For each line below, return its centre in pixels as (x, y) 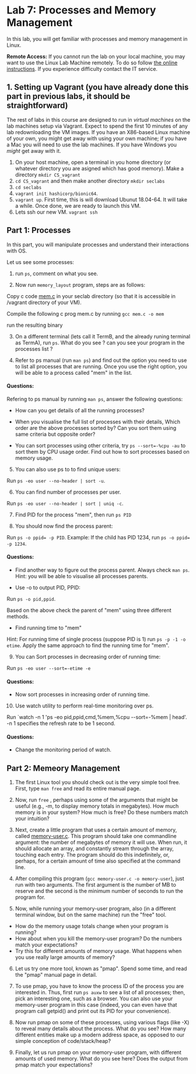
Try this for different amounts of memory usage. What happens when (98, 951)
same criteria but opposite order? (55, 434)
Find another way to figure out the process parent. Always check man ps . (102, 570)
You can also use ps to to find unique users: (68, 469)
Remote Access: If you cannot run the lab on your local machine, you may (96, 56)
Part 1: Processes (39, 230)
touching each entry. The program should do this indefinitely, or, (92, 855)
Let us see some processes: (41, 262)
